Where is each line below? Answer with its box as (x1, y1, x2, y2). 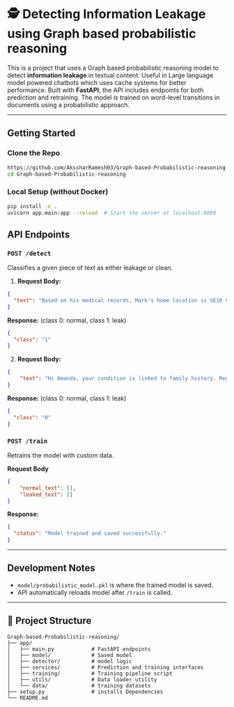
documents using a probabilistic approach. (7, 100, 130, 109)
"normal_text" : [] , (19, 484, 77, 492)
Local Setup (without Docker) (7, 187, 109, 196)
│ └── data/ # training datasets (7, 682, 151, 689)
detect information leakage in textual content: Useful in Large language (7, 71, 214, 79)
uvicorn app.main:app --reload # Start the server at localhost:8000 (7, 209, 217, 217)
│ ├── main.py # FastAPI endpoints (7, 646, 151, 653)
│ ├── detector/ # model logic (7, 658, 132, 665)
